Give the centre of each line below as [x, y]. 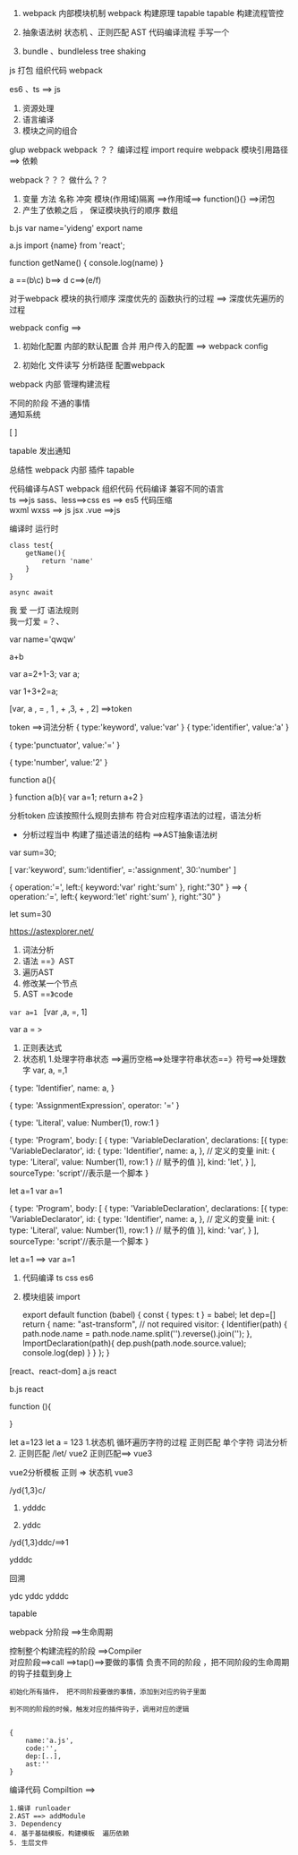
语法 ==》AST [48, 961]
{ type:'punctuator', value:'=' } [65, 745]
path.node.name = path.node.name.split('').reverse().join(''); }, [137, 1334]
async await [31, 593]
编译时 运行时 [34, 528]
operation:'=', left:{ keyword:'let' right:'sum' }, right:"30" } [115, 897]
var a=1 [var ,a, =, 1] [48, 1012]
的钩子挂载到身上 [41, 1673]
